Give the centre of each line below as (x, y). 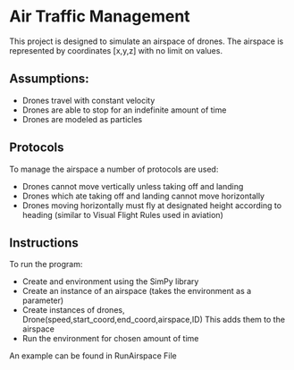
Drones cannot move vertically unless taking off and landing (133, 186)
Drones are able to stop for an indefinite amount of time (124, 110)
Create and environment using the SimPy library (110, 282)
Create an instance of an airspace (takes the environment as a (137, 291)
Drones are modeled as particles (82, 119)
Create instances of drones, (73, 310)
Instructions (44, 243)
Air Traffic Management (100, 17)
